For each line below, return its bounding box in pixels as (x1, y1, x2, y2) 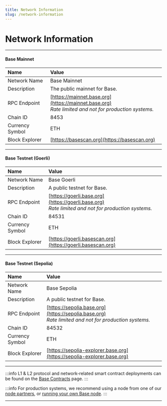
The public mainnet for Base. (50, 85, 118, 92)
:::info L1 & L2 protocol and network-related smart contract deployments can (5, 371, 162, 377)
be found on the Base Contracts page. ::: (5, 376, 88, 382)
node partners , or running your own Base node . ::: (5, 391, 108, 397)
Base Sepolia (46, 285, 77, 292)
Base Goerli (48, 176, 76, 183)
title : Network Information (5, 7, 64, 12)
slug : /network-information (5, 12, 64, 17)
